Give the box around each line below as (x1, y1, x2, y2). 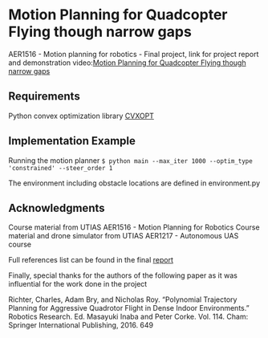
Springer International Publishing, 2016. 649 (8, 320, 154, 330)
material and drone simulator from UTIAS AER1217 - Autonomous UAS (8, 231, 239, 241)
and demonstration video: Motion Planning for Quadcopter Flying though (8, 58, 246, 67)
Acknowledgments (8, 201, 106, 214)
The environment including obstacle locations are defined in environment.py (8, 178, 261, 188)
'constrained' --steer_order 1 (8, 164, 113, 172)
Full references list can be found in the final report (8, 255, 174, 265)
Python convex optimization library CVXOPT (8, 111, 155, 120)
